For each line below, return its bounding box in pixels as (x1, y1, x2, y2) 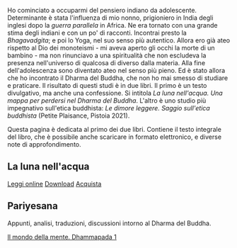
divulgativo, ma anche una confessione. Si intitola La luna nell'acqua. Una (7, 89, 223, 97)
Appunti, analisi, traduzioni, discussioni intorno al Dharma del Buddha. (7, 219, 212, 227)
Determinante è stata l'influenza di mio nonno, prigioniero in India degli (7, 13, 214, 22)
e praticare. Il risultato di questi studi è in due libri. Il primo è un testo (7, 81, 207, 89)
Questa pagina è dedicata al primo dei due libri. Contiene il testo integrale (7, 125, 221, 133)
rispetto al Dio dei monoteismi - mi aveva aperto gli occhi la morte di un (7, 44, 215, 52)
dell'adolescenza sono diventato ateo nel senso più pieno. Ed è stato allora (7, 67, 226, 74)
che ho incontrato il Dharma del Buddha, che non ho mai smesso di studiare (7, 74, 229, 82)
